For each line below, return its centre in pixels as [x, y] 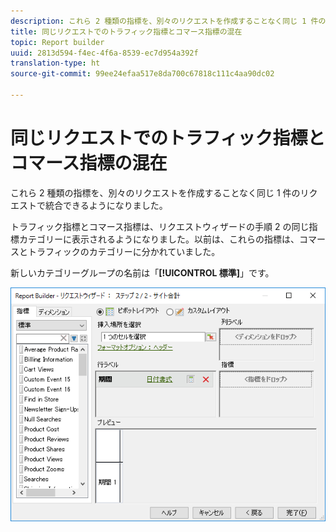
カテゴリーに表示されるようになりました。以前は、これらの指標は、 [159, 239]
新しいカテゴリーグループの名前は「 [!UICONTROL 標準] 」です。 [142, 272]
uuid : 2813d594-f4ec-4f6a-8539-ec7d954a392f [104, 53]
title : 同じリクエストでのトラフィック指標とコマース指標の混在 [126, 31]
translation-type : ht [55, 63]
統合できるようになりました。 [106, 205]
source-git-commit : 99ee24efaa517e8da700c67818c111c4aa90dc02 [142, 74]
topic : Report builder [57, 42]
